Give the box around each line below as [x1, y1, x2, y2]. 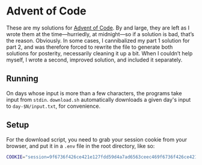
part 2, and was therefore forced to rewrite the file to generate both [6, 43, 173, 51]
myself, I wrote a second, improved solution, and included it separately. [6, 56, 183, 63]
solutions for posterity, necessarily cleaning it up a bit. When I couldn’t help [6, 49, 193, 57]
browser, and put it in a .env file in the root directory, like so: [6, 142, 155, 149]
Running [6, 73, 39, 84]
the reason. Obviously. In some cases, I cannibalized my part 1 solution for [6, 37, 190, 44]
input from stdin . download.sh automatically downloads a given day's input [6, 96, 191, 103]
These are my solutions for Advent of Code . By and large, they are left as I [6, 24, 190, 31]
